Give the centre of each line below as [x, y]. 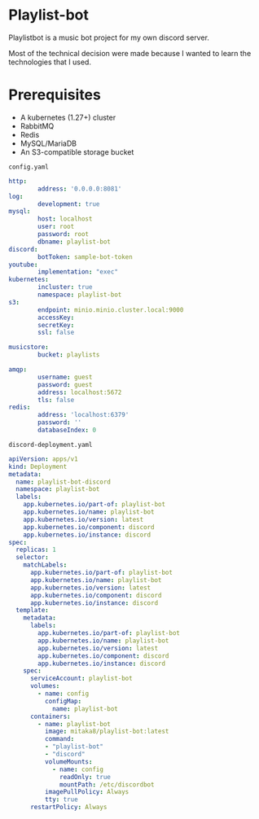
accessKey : [56, 318]
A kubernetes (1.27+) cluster [68, 117]
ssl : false [56, 333]
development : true [69, 204]
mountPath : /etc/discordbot [107, 784]
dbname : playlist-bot [75, 242]
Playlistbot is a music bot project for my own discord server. [109, 37]
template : [32, 611]
